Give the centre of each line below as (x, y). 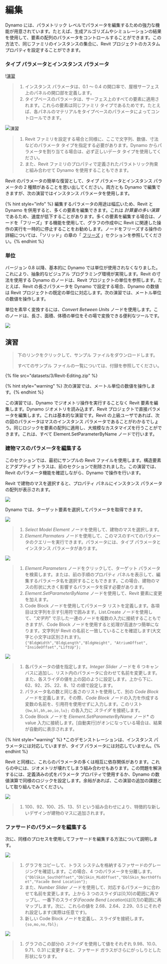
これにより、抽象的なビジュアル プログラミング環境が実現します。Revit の (81, 274)
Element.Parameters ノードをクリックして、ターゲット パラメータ (92, 568)
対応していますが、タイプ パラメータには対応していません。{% (96, 746)
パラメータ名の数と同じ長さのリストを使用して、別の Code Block (91, 691)
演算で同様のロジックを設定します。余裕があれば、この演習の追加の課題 (83, 780)
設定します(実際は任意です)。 (59, 912)
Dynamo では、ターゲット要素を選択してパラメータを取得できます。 (75, 509)
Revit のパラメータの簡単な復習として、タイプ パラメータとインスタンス (79, 181)
